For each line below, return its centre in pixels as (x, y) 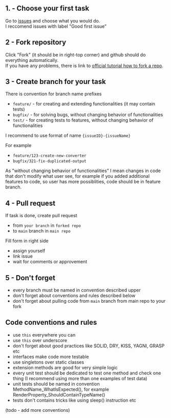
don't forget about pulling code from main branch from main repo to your (89, 301)
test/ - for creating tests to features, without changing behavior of (83, 120)
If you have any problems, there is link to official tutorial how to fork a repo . (84, 66)
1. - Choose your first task (47, 8)
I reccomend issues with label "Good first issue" (56, 26)
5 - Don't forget (30, 278)
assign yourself (29, 251)
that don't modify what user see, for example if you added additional (78, 176)
